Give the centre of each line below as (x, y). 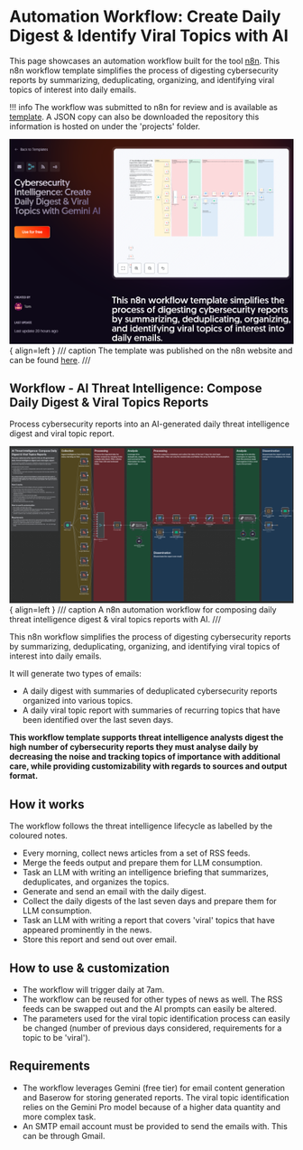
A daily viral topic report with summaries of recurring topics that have (151, 710)
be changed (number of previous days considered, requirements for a (152, 1028)
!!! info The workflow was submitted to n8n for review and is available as (143, 107)
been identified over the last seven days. (98, 720)
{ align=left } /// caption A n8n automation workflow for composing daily (143, 610)
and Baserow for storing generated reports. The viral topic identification (156, 1097)
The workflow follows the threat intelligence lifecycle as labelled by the (141, 826)
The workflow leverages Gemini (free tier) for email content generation (154, 1088)
